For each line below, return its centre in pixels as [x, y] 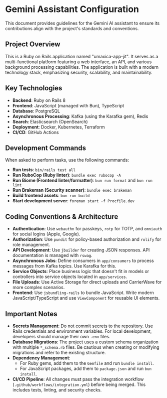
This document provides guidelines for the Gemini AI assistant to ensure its [82, 23]
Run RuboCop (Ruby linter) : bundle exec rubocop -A [66, 175]
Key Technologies [34, 88]
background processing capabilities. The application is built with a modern [82, 67]
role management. [31, 245]
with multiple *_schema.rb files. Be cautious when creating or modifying [86, 347]
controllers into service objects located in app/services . [70, 277]
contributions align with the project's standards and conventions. [72, 28]
